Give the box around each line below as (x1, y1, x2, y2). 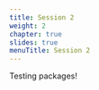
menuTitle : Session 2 (9, 46, 91, 55)
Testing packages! (9, 70, 78, 81)
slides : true (9, 37, 58, 47)
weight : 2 (9, 21, 47, 30)
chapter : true (9, 29, 63, 38)
